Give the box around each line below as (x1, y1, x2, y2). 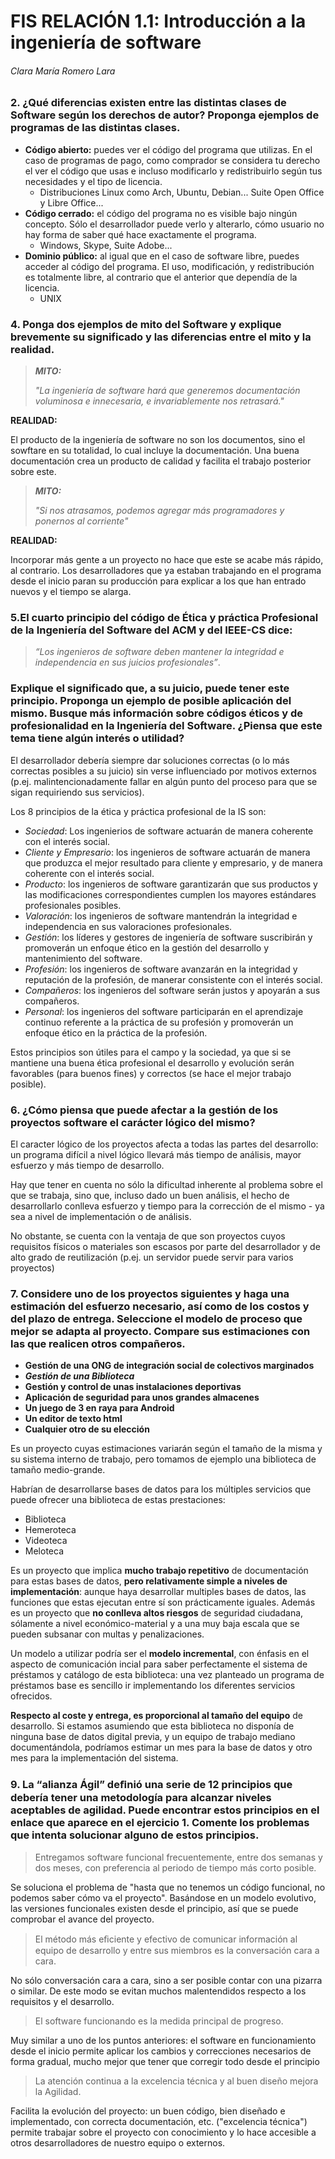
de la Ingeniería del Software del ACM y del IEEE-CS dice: (10, 623, 293, 637)
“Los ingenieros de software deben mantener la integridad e (34, 646, 285, 658)
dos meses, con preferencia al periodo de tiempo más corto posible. (34, 1861, 317, 1874)
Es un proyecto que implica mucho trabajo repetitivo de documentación (10, 1565, 309, 1577)
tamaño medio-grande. (10, 1464, 106, 1476)
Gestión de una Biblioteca (24, 1370, 135, 1382)
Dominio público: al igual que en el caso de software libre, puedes (24, 250, 300, 262)
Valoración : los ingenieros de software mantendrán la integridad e (24, 910, 298, 922)
